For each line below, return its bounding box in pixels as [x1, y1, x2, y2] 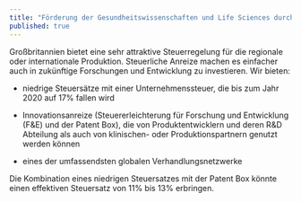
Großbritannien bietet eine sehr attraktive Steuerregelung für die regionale [9, 46, 284, 57]
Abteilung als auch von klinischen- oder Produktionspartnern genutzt [21, 128, 278, 139]
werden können [21, 138, 81, 149]
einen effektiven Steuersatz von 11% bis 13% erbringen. [9, 182, 215, 193]
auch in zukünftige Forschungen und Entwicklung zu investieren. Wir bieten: [9, 65, 291, 76]
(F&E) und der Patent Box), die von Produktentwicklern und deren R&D [21, 119, 282, 130]
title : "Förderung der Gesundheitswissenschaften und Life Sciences [9, 13, 271, 22]
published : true [9, 22, 70, 31]
